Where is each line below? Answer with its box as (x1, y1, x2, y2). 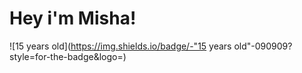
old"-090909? (233, 40, 293, 52)
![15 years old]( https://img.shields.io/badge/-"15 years (9, 40, 232, 52)
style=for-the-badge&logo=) (9, 50, 127, 62)
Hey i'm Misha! (9, 7, 137, 30)
